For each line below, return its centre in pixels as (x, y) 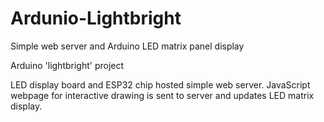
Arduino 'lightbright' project (67, 65)
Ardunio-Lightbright (96, 18)
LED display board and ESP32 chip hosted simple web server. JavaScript (160, 84)
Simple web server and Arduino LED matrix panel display (127, 46)
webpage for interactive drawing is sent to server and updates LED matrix (162, 95)
